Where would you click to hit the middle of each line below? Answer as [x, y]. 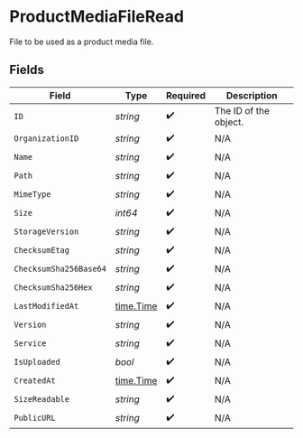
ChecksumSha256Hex [53, 288]
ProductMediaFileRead [97, 17]
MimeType [32, 195]
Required [185, 95]
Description [252, 95]
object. [229, 122]
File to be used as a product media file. [82, 42]
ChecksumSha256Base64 [60, 269]
